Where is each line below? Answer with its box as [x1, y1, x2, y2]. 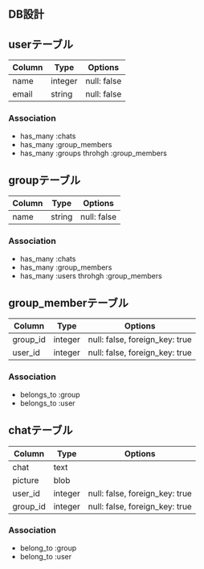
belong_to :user [19, 551, 72, 561]
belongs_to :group [19, 390, 80, 399]
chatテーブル [8, 423, 74, 437]
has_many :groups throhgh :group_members [19, 148, 167, 158]
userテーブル [8, 37, 74, 51]
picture [12, 474, 39, 485]
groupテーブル [8, 173, 81, 187]
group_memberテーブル [8, 296, 129, 310]
